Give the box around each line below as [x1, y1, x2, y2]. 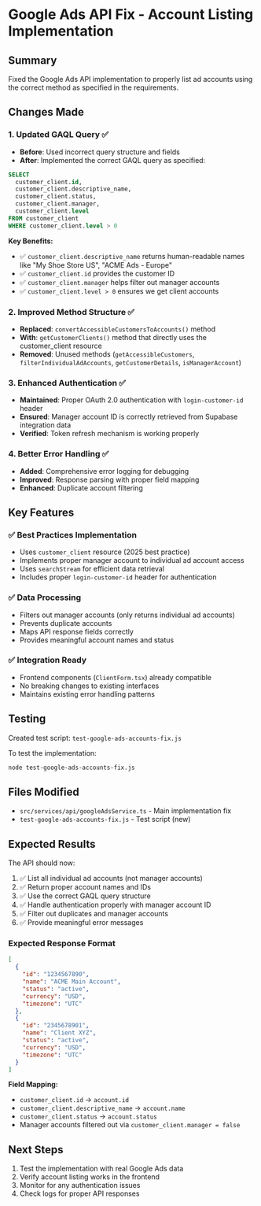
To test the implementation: [8, 748, 97, 757]
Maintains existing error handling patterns [19, 689, 156, 698]
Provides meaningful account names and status [19, 635, 175, 645]
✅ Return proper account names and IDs [19, 882, 152, 892]
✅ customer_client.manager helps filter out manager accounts [19, 277, 220, 287]
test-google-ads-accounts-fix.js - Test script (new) [19, 815, 191, 824]
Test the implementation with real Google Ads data [19, 1163, 184, 1174]
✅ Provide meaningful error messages [19, 918, 144, 927]
